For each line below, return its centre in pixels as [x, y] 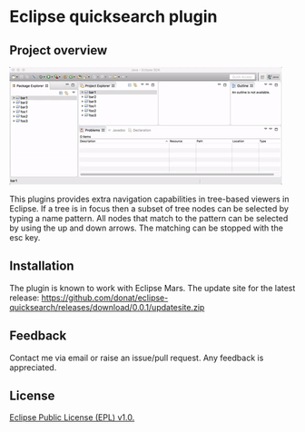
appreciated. [33, 367]
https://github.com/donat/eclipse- [105, 298]
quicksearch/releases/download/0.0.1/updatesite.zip [107, 307]
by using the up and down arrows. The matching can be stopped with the [147, 228]
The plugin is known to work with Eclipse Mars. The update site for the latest [152, 288]
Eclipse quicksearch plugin [113, 17]
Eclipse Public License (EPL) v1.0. [72, 417]
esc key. [25, 237]
